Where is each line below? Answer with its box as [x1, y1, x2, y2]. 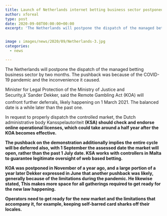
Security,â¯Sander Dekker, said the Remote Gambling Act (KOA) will [5, 92, 144, 98]
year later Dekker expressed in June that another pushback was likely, [5, 170, 154, 176]
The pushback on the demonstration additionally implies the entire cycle [5, 140, 158, 145]
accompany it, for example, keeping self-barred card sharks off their [5, 201, 150, 207]
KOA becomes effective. [5, 130, 57, 136]
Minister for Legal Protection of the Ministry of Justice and [5, 86, 125, 92]
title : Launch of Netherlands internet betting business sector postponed [5, 7, 164, 12]
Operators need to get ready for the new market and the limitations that [5, 196, 156, 202]
